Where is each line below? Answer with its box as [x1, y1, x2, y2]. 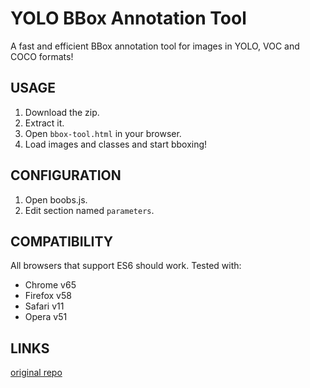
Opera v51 [24, 311, 68, 323]
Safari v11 [24, 300, 65, 312]
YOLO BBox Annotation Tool [10, 7, 247, 30]
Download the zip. [24, 106, 100, 118]
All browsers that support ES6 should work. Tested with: [10, 260, 242, 272]
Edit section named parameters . [24, 204, 155, 216]
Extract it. [24, 117, 65, 129]
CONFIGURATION [10, 167, 122, 184]
